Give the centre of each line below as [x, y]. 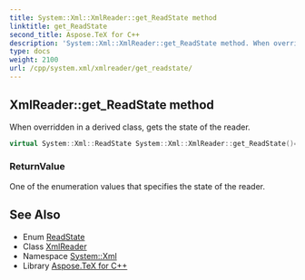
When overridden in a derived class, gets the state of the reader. [130, 127]
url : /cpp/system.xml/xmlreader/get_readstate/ [101, 69]
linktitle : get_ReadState [58, 26]
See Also [35, 215]
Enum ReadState [54, 237]
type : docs [30, 52]
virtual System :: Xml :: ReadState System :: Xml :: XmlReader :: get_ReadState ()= [154, 143]
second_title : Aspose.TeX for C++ [75, 34]
